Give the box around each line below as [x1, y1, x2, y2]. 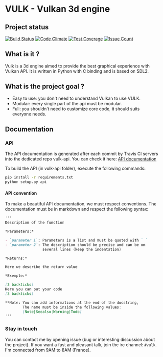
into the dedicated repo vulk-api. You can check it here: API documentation [5, 156, 157, 162]
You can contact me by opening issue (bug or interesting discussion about [5, 336, 155, 342]
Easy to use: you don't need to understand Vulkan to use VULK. [12, 95, 141, 101]
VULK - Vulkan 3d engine [5, 3, 110, 15]
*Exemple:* [5, 273, 27, 278]
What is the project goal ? [5, 82, 85, 91]
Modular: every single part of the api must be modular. [12, 100, 122, 106]
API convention [5, 190, 37, 196]
